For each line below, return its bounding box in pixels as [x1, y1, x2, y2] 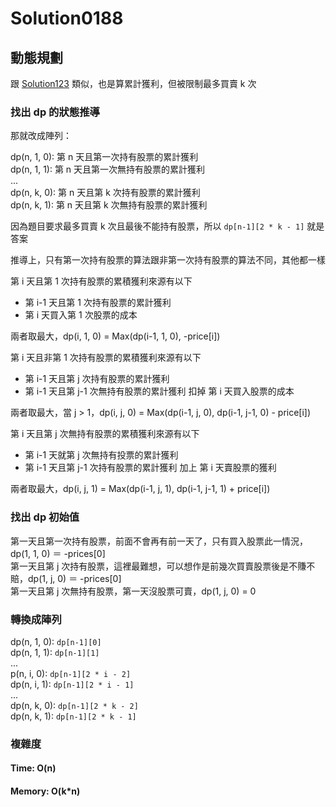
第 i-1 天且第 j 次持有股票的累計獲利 [24, 373, 170, 385]
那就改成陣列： [10, 130, 72, 142]
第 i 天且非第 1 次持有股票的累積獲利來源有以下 [10, 352, 202, 364]
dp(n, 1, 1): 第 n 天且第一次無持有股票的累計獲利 [10, 163, 206, 176]
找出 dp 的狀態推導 [10, 105, 100, 119]
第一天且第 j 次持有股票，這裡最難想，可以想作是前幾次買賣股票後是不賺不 [10, 560, 316, 572]
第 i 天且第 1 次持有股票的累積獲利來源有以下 [10, 275, 193, 287]
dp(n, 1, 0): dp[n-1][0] [10, 635, 102, 647]
